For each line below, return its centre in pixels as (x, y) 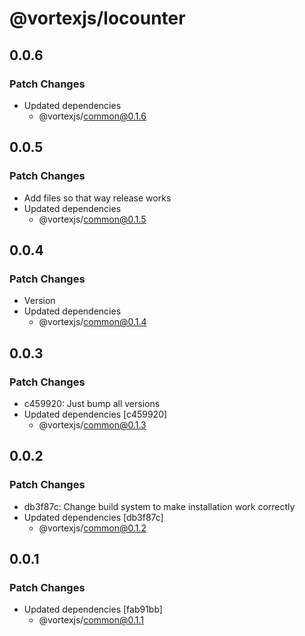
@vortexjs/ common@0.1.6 (92, 116)
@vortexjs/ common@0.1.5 (92, 219)
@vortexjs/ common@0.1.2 (92, 528)
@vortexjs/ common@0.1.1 (91, 620)
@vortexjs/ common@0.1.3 (92, 424)
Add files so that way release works (97, 198)
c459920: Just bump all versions (92, 403)
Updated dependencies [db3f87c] (93, 517)
